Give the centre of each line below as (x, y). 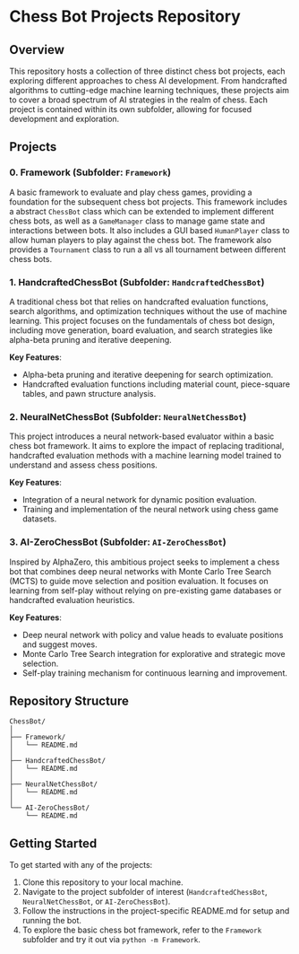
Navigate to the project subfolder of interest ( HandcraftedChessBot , (145, 892)
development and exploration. (64, 119)
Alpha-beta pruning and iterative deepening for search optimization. (148, 374)
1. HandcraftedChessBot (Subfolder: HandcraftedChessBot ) (137, 282)
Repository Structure (69, 700)
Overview (37, 50)
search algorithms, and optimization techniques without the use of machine (148, 311)
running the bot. (52, 921)
